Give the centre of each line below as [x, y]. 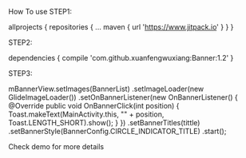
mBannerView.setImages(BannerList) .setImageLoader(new [106, 89]
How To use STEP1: [40, 12]
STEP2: [20, 42]
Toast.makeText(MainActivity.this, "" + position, [86, 114]
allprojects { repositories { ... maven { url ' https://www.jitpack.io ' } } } [121, 27]
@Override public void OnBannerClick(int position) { [94, 106]
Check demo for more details [56, 146]
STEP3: [20, 73]
